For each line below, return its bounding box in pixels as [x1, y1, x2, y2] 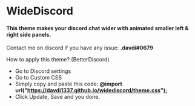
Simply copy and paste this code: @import [15, 80, 122, 88]
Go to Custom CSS [15, 74, 62, 81]
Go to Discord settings [15, 67, 71, 75]
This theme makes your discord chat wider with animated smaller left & [6, 24, 189, 31]
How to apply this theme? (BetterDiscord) [6, 56, 110, 63]
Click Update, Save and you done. [15, 93, 101, 101]
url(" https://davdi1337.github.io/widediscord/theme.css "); [15, 87, 168, 94]
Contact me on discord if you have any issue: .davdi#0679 [6, 44, 153, 52]
